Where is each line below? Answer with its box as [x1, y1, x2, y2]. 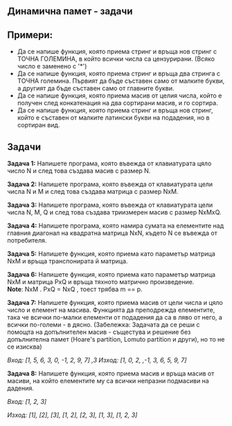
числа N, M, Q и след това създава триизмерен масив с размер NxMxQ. [7, 208, 222, 216]
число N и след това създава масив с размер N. [7, 167, 151, 175]
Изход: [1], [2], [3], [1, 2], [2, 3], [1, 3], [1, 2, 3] [7, 411, 138, 419]
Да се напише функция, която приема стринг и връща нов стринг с [17, 48, 217, 56]
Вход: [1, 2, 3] [7, 398, 47, 406]
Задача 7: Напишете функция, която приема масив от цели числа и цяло [7, 299, 224, 307]
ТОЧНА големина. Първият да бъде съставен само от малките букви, [17, 77, 225, 85]
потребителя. [7, 237, 47, 245]
